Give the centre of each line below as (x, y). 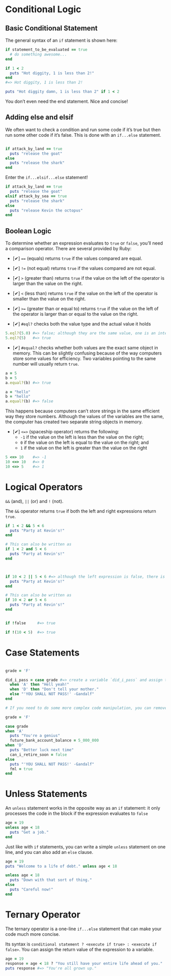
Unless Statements (46, 794)
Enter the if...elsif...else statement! (47, 178)
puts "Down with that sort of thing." (51, 880)
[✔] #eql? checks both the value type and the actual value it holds (82, 324)
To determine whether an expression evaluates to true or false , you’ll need (84, 243)
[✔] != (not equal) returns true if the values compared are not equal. (84, 269)
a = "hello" (18, 392)
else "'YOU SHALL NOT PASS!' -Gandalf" (52, 694)
